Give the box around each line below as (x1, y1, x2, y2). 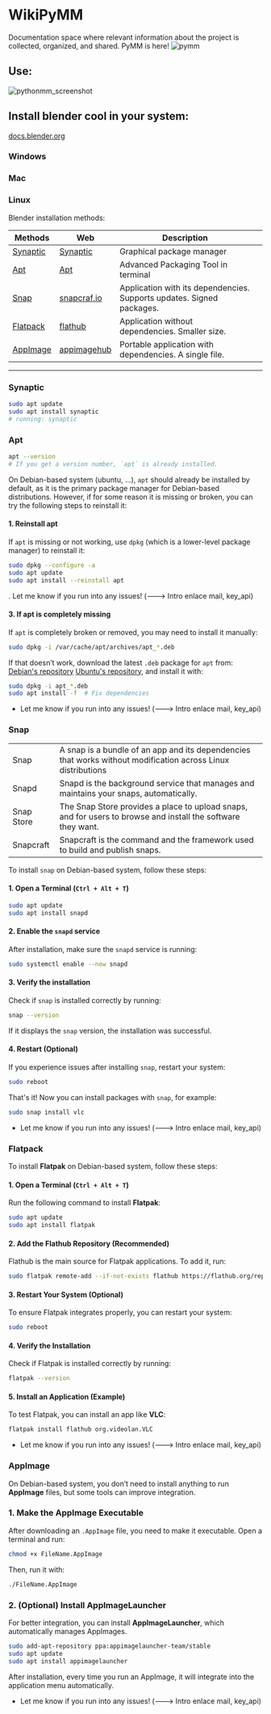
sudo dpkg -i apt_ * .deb (8, 682, 89, 690)
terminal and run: (8, 1534, 65, 1544)
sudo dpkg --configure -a (8, 561, 95, 569)
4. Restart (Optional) (8, 1044, 79, 1054)
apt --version (8, 452, 56, 460)
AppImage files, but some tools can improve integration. (8, 1487, 196, 1497)
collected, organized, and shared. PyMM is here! (8, 40, 169, 50)
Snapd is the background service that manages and (59, 777, 255, 789)
